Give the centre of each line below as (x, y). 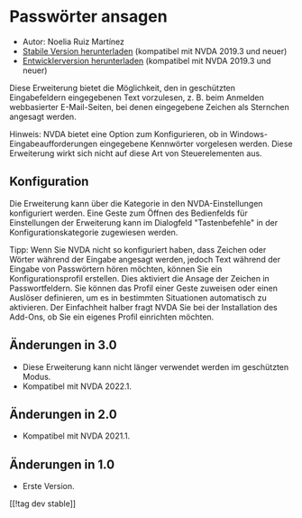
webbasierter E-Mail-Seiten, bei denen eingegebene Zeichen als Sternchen (150, 106)
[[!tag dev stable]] (43, 504)
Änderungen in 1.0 (62, 464)
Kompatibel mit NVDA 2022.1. (77, 386)
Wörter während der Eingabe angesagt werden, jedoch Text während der (145, 259)
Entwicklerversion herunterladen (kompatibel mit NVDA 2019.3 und (146, 60)
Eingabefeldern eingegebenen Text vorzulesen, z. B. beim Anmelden (137, 97)
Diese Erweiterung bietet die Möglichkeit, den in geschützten (123, 88)
